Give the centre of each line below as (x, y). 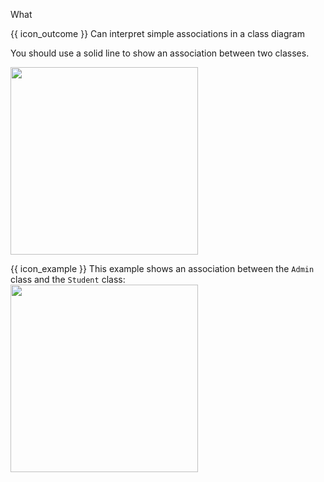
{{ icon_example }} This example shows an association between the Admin (162, 268)
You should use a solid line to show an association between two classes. (160, 53)
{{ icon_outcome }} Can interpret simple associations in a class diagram (157, 33)
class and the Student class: (68, 279)
